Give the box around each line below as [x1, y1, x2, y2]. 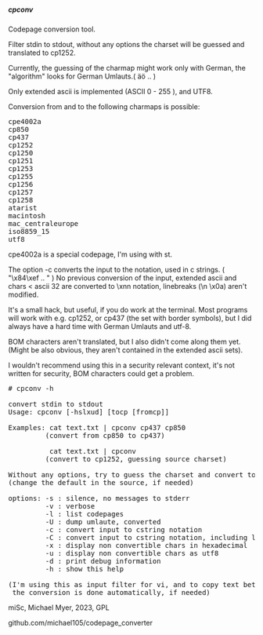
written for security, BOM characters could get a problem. [8, 368, 194, 378]
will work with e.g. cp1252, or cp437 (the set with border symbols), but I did [8, 313, 252, 323]
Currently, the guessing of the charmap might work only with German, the [8, 63, 247, 72]
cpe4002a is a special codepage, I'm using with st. [8, 250, 173, 259]
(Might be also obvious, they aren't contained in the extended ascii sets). [8, 345, 243, 355]
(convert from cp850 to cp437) [45, 431, 166, 440]
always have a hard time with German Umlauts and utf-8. [8, 321, 192, 331]
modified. [8, 290, 39, 299]
